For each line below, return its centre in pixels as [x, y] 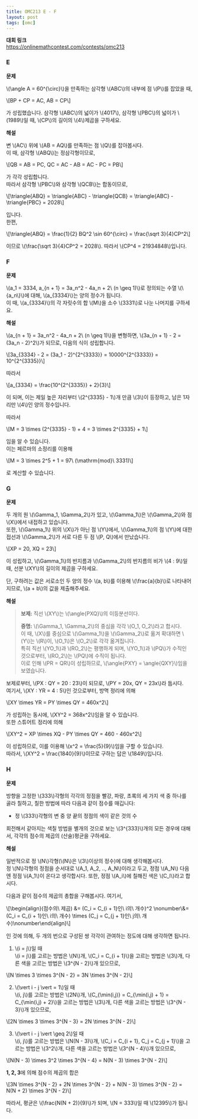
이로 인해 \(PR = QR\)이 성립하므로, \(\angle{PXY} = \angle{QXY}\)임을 [104, 663]
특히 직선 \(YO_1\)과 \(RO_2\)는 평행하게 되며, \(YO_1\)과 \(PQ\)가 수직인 [104, 648]
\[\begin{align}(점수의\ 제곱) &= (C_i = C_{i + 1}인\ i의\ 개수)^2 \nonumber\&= [98, 908]
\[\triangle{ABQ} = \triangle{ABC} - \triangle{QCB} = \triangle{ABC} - [90, 196]
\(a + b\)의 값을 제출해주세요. [57, 589]
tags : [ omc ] [21, 23]
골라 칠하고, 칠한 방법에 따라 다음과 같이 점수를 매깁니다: [71, 803]
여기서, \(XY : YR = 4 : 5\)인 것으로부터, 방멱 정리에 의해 [71, 690]
